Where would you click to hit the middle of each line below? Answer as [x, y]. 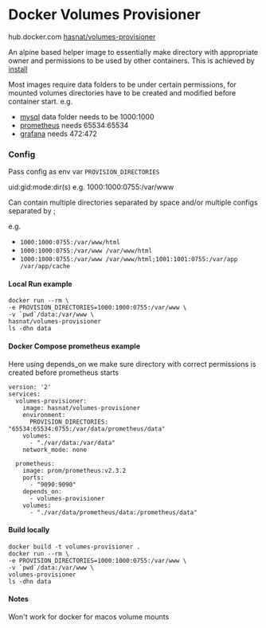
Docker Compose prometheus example [74, 346]
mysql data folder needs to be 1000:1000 [87, 116]
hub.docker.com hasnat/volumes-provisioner [82, 37]
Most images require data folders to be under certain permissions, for [123, 84]
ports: [33, 478]
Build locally [29, 530]
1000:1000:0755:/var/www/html [70, 243]
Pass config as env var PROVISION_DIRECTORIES [84, 172]
